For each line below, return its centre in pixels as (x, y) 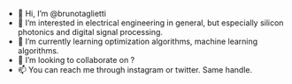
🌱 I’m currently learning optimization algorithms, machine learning (138, 41)
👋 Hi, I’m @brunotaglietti (61, 14)
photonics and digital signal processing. (90, 32)
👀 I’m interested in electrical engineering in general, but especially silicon (150, 23)
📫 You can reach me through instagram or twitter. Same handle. (135, 70)
